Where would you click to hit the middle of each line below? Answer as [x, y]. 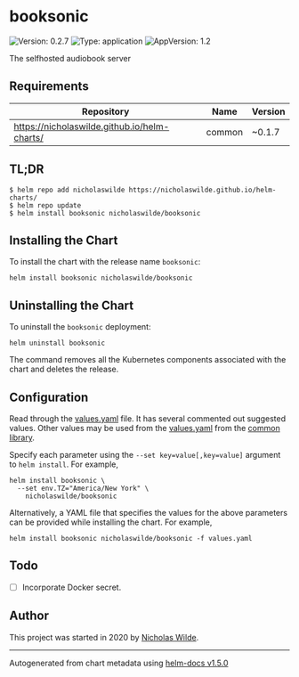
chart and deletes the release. [64, 369]
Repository [105, 111]
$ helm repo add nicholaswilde [67, 190]
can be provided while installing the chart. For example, [111, 522]
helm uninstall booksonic [57, 343]
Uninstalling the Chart [72, 305]
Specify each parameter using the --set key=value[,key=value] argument [145, 455]
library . [22, 437]
